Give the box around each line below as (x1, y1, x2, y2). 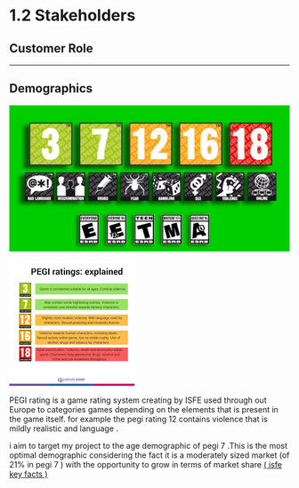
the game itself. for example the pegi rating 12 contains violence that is (9, 414, 269, 425)
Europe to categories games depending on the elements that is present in (9, 404, 279, 415)
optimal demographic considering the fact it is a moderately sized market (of (9, 450, 290, 460)
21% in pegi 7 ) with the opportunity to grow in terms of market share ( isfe (9, 460, 283, 470)
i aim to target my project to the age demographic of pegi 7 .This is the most (9, 441, 287, 452)
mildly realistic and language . (9, 423, 118, 434)
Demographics (9, 81, 93, 96)
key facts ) (9, 468, 48, 480)
